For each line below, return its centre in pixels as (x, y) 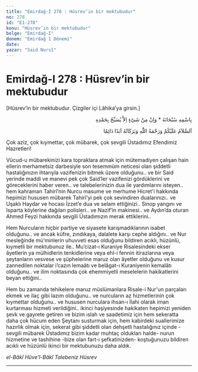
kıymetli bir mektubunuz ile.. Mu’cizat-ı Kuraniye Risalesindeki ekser (88, 246)
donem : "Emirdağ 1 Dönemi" (39, 39)
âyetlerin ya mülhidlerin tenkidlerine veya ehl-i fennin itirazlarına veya (90, 253)
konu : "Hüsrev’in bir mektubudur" (49, 28)
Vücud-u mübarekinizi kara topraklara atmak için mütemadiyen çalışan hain (98, 160)
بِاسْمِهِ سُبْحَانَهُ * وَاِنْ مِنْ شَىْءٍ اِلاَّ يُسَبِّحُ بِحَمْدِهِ (144, 119)
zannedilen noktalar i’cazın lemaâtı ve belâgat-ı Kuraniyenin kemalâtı (89, 265)
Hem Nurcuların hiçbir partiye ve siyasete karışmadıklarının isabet (86, 228)
